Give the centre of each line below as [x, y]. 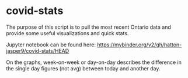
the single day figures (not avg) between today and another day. [83, 68]
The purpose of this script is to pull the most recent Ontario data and [88, 27]
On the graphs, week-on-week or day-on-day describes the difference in [94, 62]
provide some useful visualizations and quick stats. [67, 33]
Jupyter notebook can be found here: [51, 45]
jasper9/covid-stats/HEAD [38, 50]
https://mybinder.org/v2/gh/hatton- [140, 45]
